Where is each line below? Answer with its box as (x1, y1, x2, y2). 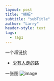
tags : (5, 30, 16, 35)
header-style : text (5, 26, 46, 31)
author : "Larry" (5, 21, 39, 26)
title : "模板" (5, 12, 33, 17)
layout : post (5, 7, 32, 12)
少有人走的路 (12, 60, 39, 66)
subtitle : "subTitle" (5, 16, 50, 21)
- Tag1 (9, 35, 23, 40)
